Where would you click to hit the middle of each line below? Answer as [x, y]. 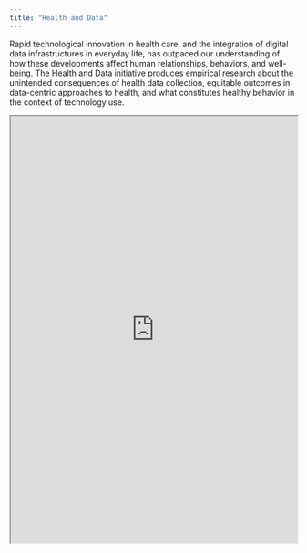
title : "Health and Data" [58, 18]
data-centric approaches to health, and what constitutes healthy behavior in [152, 92]
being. [21, 73]
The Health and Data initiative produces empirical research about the [164, 73]
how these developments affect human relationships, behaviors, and [138, 63]
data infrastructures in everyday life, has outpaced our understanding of [145, 53]
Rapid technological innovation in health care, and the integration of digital [149, 44]
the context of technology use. [67, 102]
